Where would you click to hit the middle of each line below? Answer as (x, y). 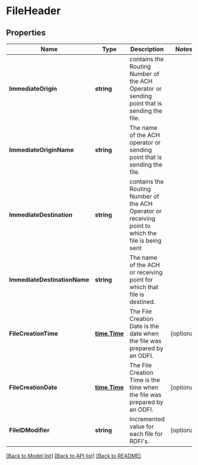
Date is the (144, 326)
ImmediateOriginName (42, 150)
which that (144, 287)
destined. (142, 302)
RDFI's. (139, 441)
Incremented (147, 419)
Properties (26, 33)
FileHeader (34, 11)
